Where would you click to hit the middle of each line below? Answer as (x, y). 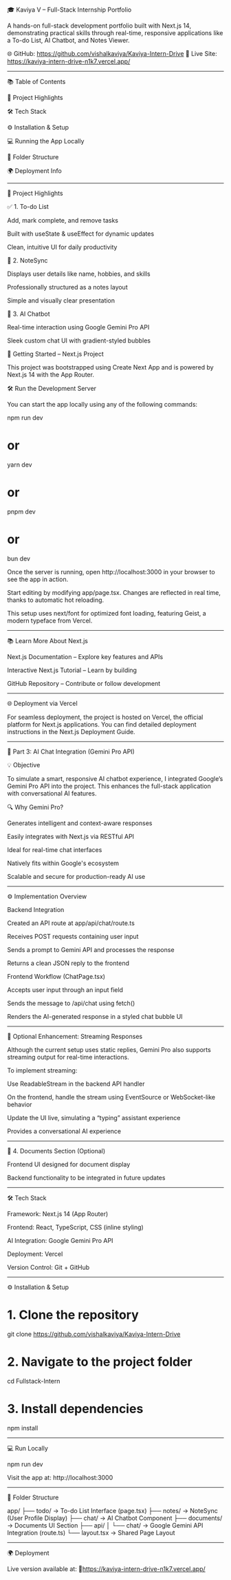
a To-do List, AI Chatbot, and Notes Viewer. (68, 40)
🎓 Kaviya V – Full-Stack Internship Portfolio (69, 10)
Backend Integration (36, 909)
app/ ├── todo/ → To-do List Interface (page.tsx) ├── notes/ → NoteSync (112, 1510)
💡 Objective (24, 764)
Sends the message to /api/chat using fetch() (71, 1003)
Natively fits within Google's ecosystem (63, 863)
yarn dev (20, 465)
